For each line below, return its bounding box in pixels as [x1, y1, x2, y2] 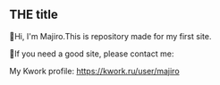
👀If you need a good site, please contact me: [9, 48, 174, 59]
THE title [9, 7, 58, 22]
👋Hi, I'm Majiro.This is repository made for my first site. [9, 30, 212, 41]
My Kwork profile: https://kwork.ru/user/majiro [9, 65, 181, 76]
